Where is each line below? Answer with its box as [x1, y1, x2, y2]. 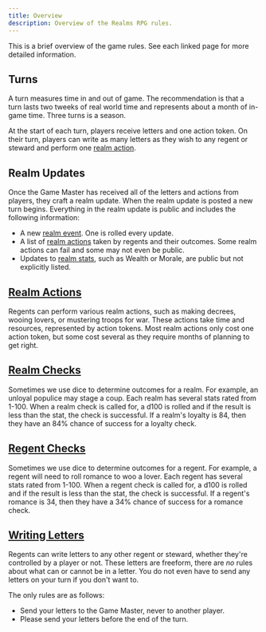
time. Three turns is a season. [28, 111, 126, 120]
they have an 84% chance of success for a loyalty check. [8, 418, 197, 428]
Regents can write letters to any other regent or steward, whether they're [8, 550, 248, 559]
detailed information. [8, 49, 76, 59]
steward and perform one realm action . [8, 143, 137, 152]
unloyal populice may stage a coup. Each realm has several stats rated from [8, 393, 257, 403]
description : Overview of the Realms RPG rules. [8, 19, 173, 27]
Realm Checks [8, 364, 81, 377]
